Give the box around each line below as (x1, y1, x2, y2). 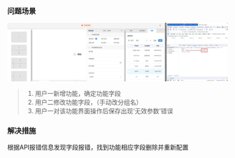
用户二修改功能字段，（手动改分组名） (34, 98, 143, 106)
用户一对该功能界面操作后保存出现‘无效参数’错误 (34, 106, 173, 115)
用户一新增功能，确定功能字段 (34, 89, 121, 97)
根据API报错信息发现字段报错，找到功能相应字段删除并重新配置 (7, 143, 189, 151)
